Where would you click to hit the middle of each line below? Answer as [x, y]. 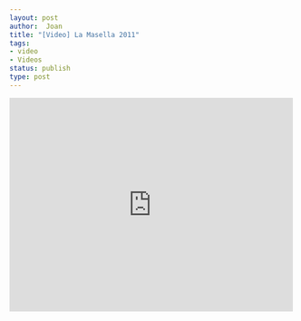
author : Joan [36, 26]
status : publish [40, 69]
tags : [19, 43]
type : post [30, 77]
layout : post [34, 18]
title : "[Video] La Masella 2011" [75, 34]
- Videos [26, 60]
